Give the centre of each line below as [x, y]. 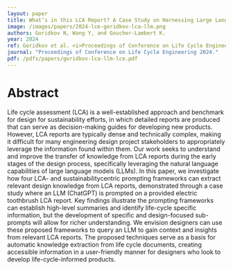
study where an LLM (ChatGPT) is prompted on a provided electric [102, 193]
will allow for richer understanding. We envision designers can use [127, 222]
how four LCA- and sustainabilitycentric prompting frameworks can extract [114, 178]
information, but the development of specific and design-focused [101, 215]
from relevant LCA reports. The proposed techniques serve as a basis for [112, 237]
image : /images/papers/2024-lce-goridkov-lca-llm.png [87, 26]
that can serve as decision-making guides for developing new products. [110, 127]
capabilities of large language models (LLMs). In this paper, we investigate [113, 171]
